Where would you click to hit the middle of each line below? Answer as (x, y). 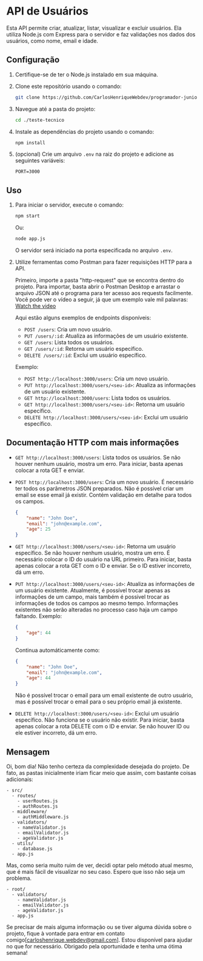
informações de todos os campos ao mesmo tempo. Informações (97, 604)
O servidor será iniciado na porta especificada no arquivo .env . (94, 250)
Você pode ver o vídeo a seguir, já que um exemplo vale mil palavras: (101, 299)
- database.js (35, 849)
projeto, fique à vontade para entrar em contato (66, 933)
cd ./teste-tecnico (40, 120)
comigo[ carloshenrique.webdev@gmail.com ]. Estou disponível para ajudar (99, 940)
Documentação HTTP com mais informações (93, 443)
